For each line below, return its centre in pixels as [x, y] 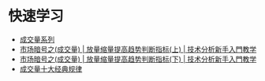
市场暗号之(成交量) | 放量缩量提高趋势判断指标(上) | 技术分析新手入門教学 [138, 49]
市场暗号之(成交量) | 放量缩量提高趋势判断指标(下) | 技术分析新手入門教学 [138, 59]
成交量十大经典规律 [51, 68]
